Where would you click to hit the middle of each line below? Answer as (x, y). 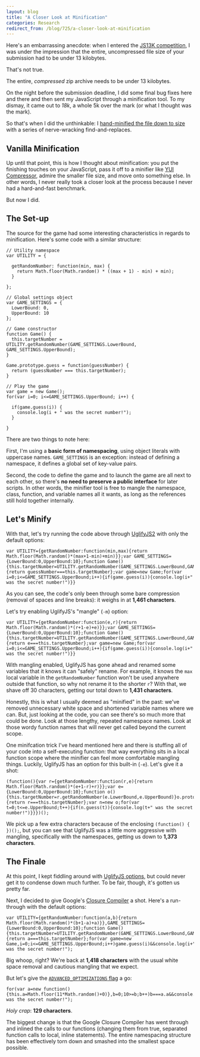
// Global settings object (40, 297)
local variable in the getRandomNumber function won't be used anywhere (93, 677)
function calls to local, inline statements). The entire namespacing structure (99, 1035)
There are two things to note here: (48, 439)
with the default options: (56, 906)
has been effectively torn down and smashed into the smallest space (90, 1041)
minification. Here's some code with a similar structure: (74, 239)
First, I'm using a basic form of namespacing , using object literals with (93, 451)
